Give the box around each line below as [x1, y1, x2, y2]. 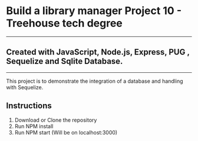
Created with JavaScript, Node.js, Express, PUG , [6, 47, 190, 57]
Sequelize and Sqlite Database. [6, 56, 123, 66]
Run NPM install [14, 122, 54, 130]
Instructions [6, 101, 52, 111]
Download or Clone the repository [14, 116, 97, 123]
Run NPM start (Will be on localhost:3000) [14, 129, 118, 136]
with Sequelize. [6, 83, 44, 90]
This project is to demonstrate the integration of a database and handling [6, 78, 184, 85]
